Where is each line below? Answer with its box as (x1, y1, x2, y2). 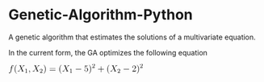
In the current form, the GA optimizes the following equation (8, 47, 208, 57)
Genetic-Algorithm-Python (8, 6, 193, 24)
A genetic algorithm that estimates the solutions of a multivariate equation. (8, 32, 256, 42)
